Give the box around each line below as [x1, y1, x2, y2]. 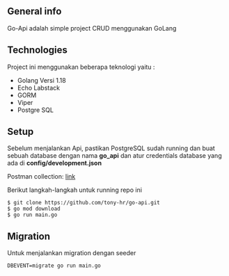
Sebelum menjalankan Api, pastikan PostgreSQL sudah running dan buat [7, 144, 216, 152]
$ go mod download [7, 205, 61, 213]
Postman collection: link [7, 172, 76, 181]
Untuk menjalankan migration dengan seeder [7, 249, 136, 257]
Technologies [7, 44, 68, 56]
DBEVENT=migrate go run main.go [7, 262, 101, 270]
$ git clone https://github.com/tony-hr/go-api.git [7, 200, 160, 206]
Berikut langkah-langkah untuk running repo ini [7, 186, 143, 194]
